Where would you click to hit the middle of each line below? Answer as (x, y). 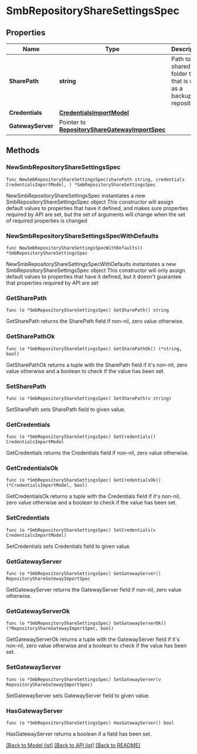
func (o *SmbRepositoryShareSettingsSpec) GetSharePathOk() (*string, (94, 348)
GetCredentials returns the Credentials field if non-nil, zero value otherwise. (98, 453)
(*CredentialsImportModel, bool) (47, 486)
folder (179, 74)
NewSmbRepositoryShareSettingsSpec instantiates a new (76, 195)
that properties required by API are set (52, 283)
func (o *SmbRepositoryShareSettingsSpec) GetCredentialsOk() (84, 480)
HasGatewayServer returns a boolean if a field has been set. (79, 733)
